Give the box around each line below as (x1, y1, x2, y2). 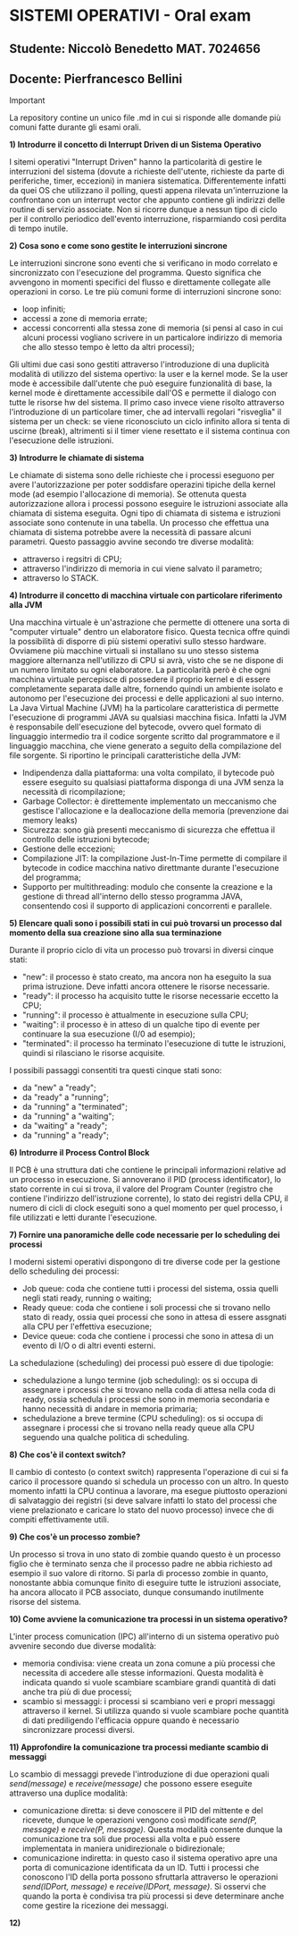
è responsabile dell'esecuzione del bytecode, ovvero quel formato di (9, 721, 262, 732)
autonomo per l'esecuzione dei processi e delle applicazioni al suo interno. (9, 693, 285, 704)
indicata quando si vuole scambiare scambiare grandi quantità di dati (21, 1677, 277, 1688)
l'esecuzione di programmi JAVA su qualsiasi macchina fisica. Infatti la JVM (9, 712, 287, 723)
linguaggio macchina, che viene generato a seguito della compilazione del (9, 740, 282, 752)
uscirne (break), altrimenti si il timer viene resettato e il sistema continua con (9, 426, 290, 437)
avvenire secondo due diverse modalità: (9, 1641, 157, 1651)
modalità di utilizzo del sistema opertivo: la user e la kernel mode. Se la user (9, 369, 288, 380)
